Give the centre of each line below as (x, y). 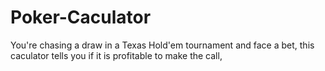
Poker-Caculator (81, 17)
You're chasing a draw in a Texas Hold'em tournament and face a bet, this (162, 45)
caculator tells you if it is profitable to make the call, (116, 55)
